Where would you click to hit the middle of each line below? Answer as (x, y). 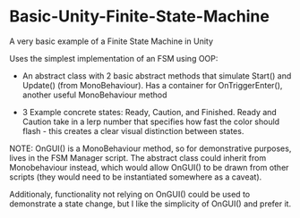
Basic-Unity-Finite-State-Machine (140, 17)
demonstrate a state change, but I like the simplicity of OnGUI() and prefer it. (150, 204)
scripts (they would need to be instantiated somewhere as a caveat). (136, 177)
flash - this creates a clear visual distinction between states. (133, 130)
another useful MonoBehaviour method (94, 95)
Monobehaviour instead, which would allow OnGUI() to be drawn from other (149, 167)
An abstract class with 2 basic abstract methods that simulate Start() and (157, 75)
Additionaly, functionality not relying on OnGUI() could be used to (130, 194)
